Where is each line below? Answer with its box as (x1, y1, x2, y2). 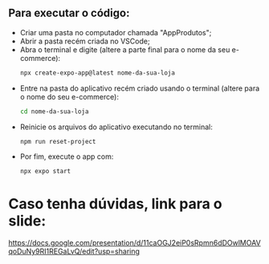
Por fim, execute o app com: (19, 152, 114, 161)
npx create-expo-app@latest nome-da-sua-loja (19, 68, 175, 77)
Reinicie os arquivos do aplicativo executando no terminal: (19, 122, 213, 132)
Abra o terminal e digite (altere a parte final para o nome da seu (19, 44, 230, 55)
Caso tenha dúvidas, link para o (8, 194, 222, 213)
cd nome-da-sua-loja (19, 108, 89, 116)
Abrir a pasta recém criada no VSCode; (19, 36, 150, 46)
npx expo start (19, 168, 71, 176)
